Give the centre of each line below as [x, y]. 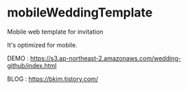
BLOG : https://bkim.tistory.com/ [52, 79]
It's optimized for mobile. [42, 45]
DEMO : [18, 58]
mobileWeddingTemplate [80, 13]
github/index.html [32, 65]
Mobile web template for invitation [55, 32]
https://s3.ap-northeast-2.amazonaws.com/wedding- [106, 58]
